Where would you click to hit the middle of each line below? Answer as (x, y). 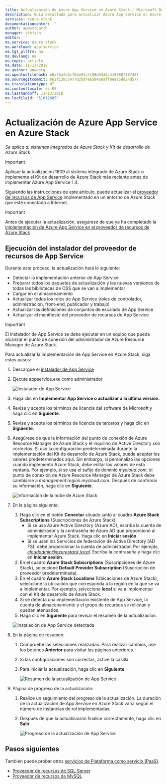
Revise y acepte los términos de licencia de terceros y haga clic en (81, 423)
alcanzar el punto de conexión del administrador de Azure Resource (75, 339)
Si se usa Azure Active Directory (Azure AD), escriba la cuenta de (94, 525)
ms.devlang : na (21, 56)
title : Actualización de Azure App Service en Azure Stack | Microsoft (81, 10)
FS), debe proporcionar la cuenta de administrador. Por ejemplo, (93, 546)
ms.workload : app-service (32, 47)
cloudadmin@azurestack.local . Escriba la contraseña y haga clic (93, 552)
